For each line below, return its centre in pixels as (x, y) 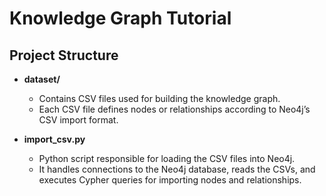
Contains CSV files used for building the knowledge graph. (159, 98)
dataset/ (42, 79)
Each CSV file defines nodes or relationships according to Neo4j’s (174, 109)
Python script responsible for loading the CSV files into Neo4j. (167, 158)
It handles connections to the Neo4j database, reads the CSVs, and (177, 169)
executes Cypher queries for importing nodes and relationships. (170, 180)
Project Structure (64, 55)
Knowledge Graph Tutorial (120, 18)
